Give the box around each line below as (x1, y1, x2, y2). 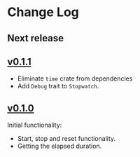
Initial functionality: (7, 121, 62, 130)
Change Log (7, 4, 79, 20)
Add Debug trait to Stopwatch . (17, 82, 99, 90)
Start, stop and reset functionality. (17, 135, 116, 143)
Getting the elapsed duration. (17, 142, 102, 151)
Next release (7, 32, 64, 44)
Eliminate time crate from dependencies (17, 74, 133, 83)
